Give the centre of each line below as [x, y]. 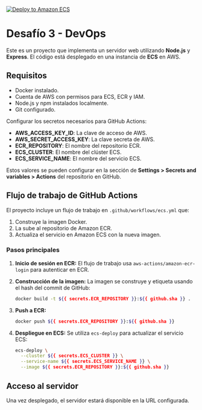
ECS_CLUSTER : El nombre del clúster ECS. [68, 152]
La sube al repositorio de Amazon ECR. [64, 228]
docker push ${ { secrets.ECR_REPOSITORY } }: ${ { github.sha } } [95, 321]
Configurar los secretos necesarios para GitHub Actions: [77, 121]
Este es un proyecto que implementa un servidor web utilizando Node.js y [98, 50]
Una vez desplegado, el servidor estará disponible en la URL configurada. [98, 400]
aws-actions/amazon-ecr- [164, 263]
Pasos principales [33, 250]
